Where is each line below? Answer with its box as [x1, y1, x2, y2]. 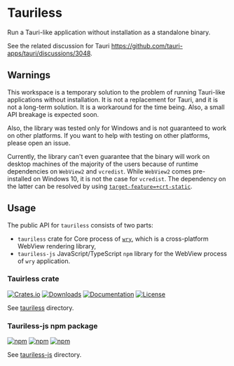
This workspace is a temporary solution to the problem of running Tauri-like [7, 87, 226, 96]
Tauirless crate [7, 274, 60, 284]
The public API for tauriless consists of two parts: [7, 220, 153, 229]
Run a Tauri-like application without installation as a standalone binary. [7, 28, 211, 36]
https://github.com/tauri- [111, 41, 184, 50]
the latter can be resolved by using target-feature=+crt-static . [7, 182, 193, 190]
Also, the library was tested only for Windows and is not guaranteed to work [7, 124, 227, 132]
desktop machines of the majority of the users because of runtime [7, 160, 198, 168]
